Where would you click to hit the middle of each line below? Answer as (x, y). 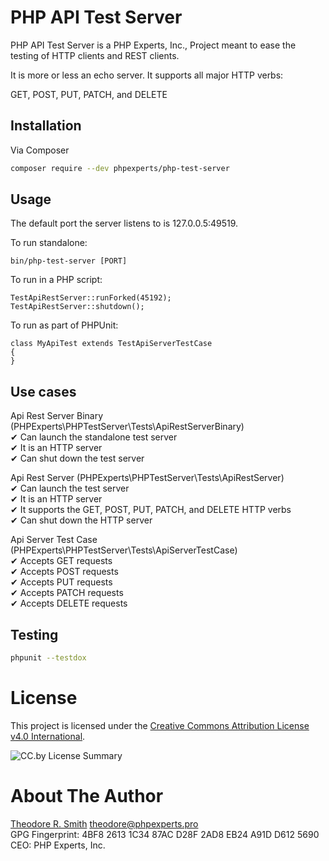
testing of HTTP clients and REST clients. (95, 55)
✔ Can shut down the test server (77, 458)
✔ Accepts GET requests (61, 561)
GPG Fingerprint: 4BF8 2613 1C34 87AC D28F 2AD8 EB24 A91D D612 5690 (165, 834)
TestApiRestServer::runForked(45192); (91, 298)
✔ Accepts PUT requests (61, 582)
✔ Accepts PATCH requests (67, 593)
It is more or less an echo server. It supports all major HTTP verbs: (147, 75)
